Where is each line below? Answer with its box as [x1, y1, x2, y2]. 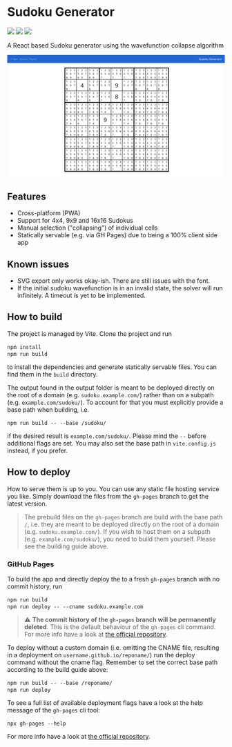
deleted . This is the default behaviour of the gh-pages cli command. [23, 622, 216, 631]
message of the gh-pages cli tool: [7, 706, 100, 714]
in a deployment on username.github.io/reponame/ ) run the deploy [7, 650, 195, 659]
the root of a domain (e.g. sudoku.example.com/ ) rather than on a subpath [7, 390, 214, 399]
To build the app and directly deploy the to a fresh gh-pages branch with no [7, 575, 220, 583]
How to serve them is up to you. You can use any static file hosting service [7, 484, 220, 493]
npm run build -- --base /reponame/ [7, 679, 113, 686]
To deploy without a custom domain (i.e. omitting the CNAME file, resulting [7, 643, 220, 652]
